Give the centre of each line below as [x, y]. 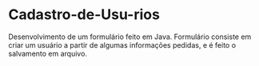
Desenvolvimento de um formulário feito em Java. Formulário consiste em [130, 37]
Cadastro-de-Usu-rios [84, 15]
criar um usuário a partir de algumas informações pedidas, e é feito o [122, 45]
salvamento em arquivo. [48, 53]
